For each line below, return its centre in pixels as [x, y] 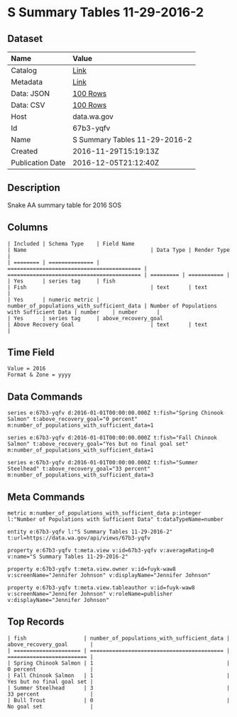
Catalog [24, 70]
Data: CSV [28, 105]
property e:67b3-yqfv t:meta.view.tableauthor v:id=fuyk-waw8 [101, 588]
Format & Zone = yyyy [39, 375]
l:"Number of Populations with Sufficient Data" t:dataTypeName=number [115, 520]
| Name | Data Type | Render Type [119, 250]
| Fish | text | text [108, 287]
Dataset [25, 39]
